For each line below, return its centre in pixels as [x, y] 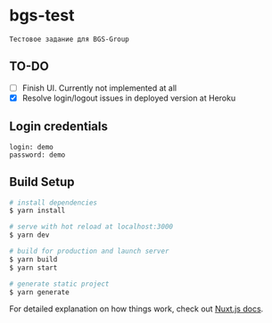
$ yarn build [33, 259]
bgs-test [42, 16]
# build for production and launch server [89, 251]
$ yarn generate [39, 292]
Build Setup [42, 182]
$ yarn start [33, 268]
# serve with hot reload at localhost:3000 [91, 227]
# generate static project [59, 284]
